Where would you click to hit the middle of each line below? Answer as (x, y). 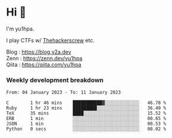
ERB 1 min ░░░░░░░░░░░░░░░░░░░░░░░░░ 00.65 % (86, 119)
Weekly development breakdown (55, 80)
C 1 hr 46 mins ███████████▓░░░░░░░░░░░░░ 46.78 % (86, 103)
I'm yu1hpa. (20, 29)
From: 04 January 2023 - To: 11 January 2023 (63, 93)
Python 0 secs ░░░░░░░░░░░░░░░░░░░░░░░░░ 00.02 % (86, 129)
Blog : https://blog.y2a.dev (39, 52)
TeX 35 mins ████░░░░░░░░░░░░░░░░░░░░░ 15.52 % (86, 114)
